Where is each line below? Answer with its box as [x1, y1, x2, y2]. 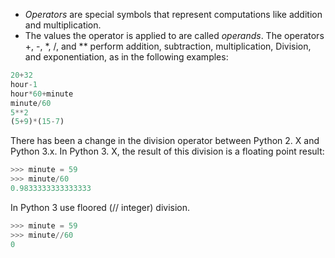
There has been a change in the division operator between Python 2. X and [10, 135, 320, 147]
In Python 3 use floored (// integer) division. [10, 201, 191, 213]
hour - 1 [10, 79, 38, 89]
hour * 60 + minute [10, 89, 74, 99]
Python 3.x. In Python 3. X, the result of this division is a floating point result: [10, 145, 325, 158]
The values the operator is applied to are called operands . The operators [24, 30, 325, 41]
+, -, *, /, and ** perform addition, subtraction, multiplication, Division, [24, 40, 312, 52]
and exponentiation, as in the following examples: [24, 51, 229, 63]
